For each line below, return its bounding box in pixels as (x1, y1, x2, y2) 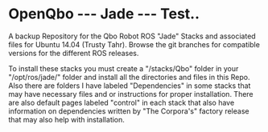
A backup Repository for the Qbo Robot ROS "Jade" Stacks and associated (8, 31, 256, 41)
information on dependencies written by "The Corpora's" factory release (8, 106, 249, 116)
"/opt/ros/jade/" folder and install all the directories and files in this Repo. (8, 72, 250, 82)
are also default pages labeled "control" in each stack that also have (8, 98, 235, 107)
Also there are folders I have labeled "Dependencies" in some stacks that (8, 81, 251, 90)
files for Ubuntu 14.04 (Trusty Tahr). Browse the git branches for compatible (8, 39, 260, 49)
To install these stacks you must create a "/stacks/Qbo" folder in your (8, 63, 239, 73)
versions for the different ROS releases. (8, 48, 139, 58)
